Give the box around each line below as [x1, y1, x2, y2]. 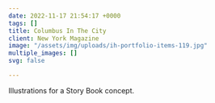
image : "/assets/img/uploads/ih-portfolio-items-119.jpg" [8, 42, 208, 50]
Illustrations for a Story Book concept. [8, 85, 135, 95]
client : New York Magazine [8, 34, 99, 43]
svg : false [8, 57, 45, 65]
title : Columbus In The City [8, 27, 107, 35]
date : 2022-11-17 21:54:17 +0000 [8, 11, 121, 20]
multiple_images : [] [8, 49, 78, 57]
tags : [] [8, 19, 38, 27]
